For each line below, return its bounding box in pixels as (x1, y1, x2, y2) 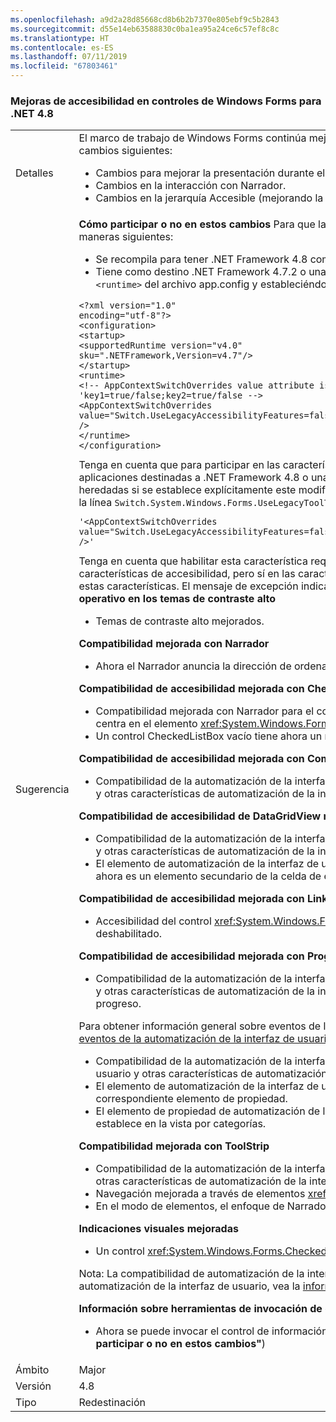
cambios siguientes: (78, 144, 173, 158)
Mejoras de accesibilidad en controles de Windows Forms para (10, 94, 322, 108)
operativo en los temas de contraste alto (78, 592, 277, 606)
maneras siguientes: (78, 230, 174, 244)
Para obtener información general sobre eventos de (78, 1019, 322, 1033)
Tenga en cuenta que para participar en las (78, 458, 281, 472)
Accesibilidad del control (95, 914, 212, 928)
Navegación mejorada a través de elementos (95, 1187, 306, 1201)
